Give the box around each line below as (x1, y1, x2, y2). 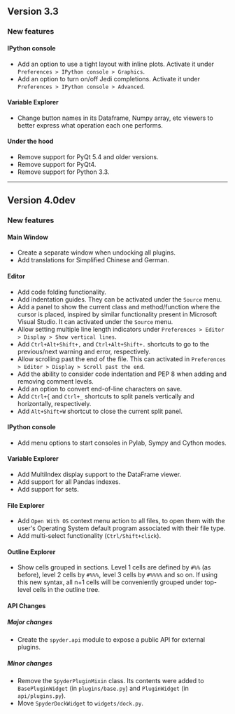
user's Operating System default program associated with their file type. (17, 524, 226, 532)
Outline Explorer (7, 547, 56, 556)
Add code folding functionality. (17, 288, 107, 296)
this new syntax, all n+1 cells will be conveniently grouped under (17, 578, 204, 586)
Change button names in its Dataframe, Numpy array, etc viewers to (17, 114, 213, 122)
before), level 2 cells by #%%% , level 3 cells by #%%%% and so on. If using (17, 571, 218, 579)
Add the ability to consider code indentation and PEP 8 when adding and (17, 370, 227, 378)
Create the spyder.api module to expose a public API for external (17, 635, 205, 644)
